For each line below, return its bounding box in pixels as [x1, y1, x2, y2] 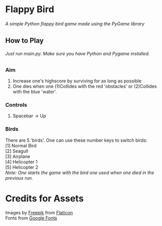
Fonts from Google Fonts [5, 215, 58, 221]
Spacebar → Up [12, 113, 46, 119]
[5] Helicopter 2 [5, 164, 39, 170]
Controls [5, 101, 28, 108]
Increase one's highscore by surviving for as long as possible [12, 78, 142, 84]
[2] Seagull [5, 148, 29, 154]
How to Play [5, 37, 44, 45]
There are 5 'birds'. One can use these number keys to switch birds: [5, 137, 148, 143]
